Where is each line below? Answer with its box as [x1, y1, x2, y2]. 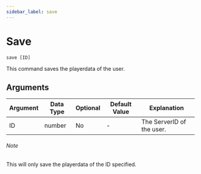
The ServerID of [141, 118, 187, 126]
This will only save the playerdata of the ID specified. [6, 160, 136, 168]
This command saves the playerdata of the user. [6, 65, 125, 72]
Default [110, 100, 132, 109]
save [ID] [6, 55, 31, 61]
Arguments [6, 82, 50, 92]
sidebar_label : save [6, 8, 58, 15]
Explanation [149, 104, 184, 112]
